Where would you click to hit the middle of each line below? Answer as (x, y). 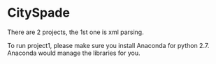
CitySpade (38, 13)
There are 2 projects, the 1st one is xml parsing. (76, 32)
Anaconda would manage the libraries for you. (74, 53)
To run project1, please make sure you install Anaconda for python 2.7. (108, 45)
